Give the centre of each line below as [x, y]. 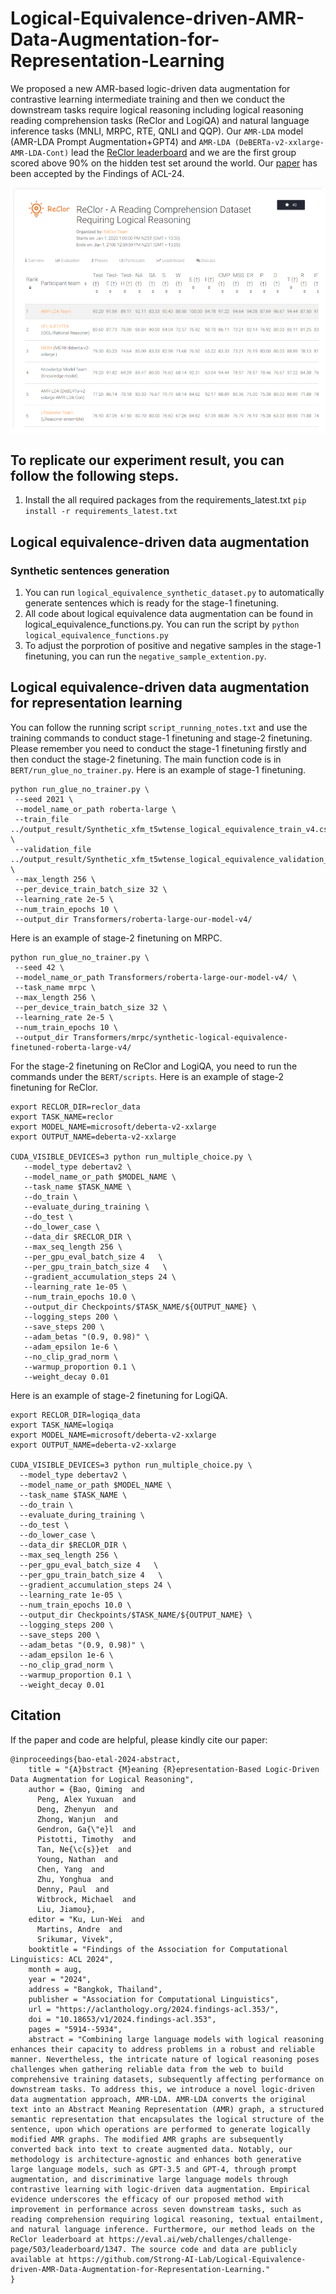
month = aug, [55, 1969]
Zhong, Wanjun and [77, 1819]
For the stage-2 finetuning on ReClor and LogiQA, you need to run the [154, 1066]
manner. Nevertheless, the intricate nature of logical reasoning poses [165, 2059]
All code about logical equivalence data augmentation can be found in [169, 614]
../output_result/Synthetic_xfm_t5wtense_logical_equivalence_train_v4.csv [171, 829]
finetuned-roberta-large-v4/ [71, 1047]
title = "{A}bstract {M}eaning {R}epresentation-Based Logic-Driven [174, 1769]
